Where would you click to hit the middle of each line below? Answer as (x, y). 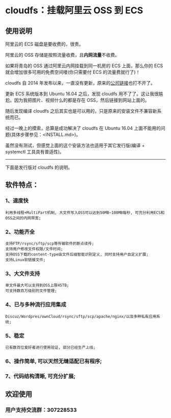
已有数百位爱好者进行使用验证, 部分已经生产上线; (50, 347)
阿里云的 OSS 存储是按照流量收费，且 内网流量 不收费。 (62, 55)
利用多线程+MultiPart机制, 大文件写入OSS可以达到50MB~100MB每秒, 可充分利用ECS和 (85, 213)
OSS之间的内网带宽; (23, 218)
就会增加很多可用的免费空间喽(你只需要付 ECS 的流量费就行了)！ (73, 72)
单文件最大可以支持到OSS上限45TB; (37, 285)
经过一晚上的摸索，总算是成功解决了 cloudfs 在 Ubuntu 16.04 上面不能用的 (83, 128)
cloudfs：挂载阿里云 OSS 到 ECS (74, 10)
